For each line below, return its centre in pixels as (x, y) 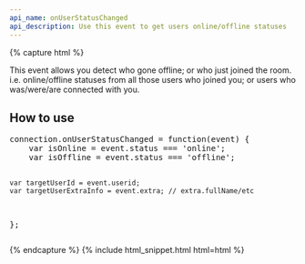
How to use (42, 118)
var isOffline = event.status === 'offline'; (132, 157)
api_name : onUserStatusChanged (69, 18)
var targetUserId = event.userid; (75, 183)
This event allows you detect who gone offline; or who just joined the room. (151, 70)
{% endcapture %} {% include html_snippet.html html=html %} (127, 250)
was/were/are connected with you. (75, 89)
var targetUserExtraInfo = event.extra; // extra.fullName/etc (132, 191)
